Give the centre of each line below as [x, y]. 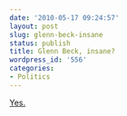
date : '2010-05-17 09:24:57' [64, 18]
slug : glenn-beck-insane [56, 34]
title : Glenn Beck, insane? [63, 52]
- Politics [30, 77]
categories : [32, 69]
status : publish [40, 43]
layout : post [34, 26]
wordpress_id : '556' [49, 60]
